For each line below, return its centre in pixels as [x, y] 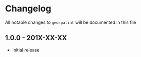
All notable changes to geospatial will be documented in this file [71, 22]
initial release [26, 50]
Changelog [28, 9]
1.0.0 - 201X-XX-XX [36, 38]
